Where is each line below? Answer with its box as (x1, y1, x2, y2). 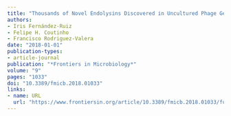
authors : (7, 16, 32, 23)
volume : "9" (7, 67, 41, 74)
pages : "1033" (7, 73, 48, 81)
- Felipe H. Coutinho (7, 29, 69, 36)
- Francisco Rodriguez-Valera (7, 35, 94, 42)
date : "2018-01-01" (7, 42, 63, 48)
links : (7, 86, 26, 93)
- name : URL (7, 93, 41, 100)
